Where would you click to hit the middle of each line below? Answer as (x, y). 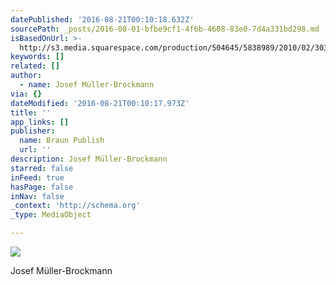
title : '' (31, 112)
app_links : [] (40, 122)
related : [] (35, 66)
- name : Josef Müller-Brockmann (87, 85)
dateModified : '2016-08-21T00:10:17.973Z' (100, 103)
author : (26, 76)
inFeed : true (37, 177)
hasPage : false (42, 187)
